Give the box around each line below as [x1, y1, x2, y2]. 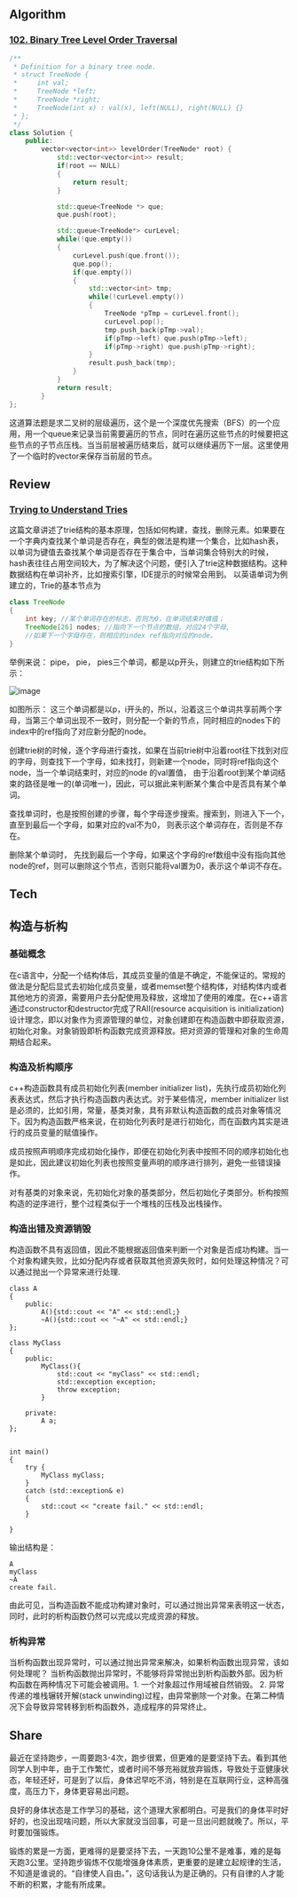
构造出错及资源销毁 [9, 1222, 91, 1234]
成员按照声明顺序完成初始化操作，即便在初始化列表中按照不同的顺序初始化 [9, 1145, 281, 1156]
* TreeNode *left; [12, 87, 98, 96]
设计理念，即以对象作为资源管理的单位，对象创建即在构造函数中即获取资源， [9, 1014, 289, 1025]
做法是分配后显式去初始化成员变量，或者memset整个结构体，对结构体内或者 [9, 981, 287, 992]
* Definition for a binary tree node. [12, 62, 157, 71]
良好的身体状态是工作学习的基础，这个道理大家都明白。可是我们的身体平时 [9, 1805, 281, 1815]
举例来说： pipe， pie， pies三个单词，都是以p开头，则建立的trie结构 [9, 657, 262, 667]
